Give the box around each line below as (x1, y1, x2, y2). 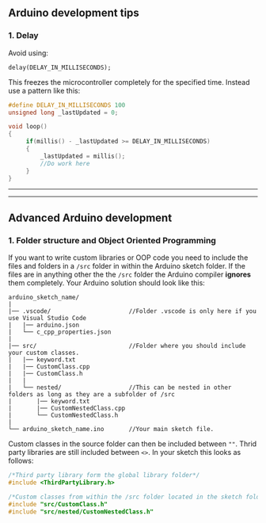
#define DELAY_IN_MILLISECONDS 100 (8, 101, 126, 109)
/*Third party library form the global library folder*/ (8, 471, 200, 479)
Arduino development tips (8, 6, 140, 20)
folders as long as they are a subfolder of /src (8, 391, 176, 399)
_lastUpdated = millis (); (40, 152, 126, 160)
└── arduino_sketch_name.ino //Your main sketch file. (8, 426, 215, 433)
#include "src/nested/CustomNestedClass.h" (8, 507, 154, 516)
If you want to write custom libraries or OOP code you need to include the (8, 253, 249, 262)
